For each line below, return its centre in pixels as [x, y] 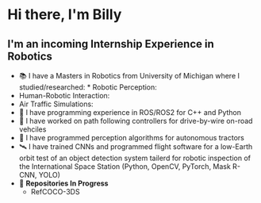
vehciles [33, 129]
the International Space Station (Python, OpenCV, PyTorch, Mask [125, 167]
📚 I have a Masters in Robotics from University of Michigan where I [129, 76]
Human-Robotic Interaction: [64, 96]
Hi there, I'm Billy [65, 15]
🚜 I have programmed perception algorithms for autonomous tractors [132, 138]
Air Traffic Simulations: [56, 104]
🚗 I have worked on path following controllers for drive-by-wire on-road [136, 121]
